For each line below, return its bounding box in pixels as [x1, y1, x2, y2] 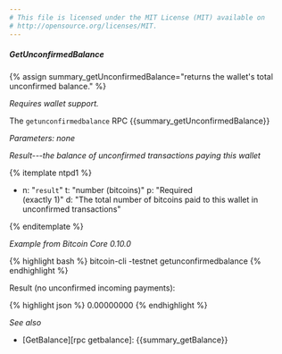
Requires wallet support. [9, 98, 100, 109]
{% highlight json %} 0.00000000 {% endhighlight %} [9, 300, 208, 311]
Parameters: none [9, 133, 76, 144]
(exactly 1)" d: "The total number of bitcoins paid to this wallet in [21, 194, 259, 206]
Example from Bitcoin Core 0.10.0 [9, 239, 132, 249]
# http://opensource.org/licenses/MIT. [9, 21, 158, 30]
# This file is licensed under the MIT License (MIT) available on [9, 13, 266, 22]
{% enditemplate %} [9, 221, 84, 232]
